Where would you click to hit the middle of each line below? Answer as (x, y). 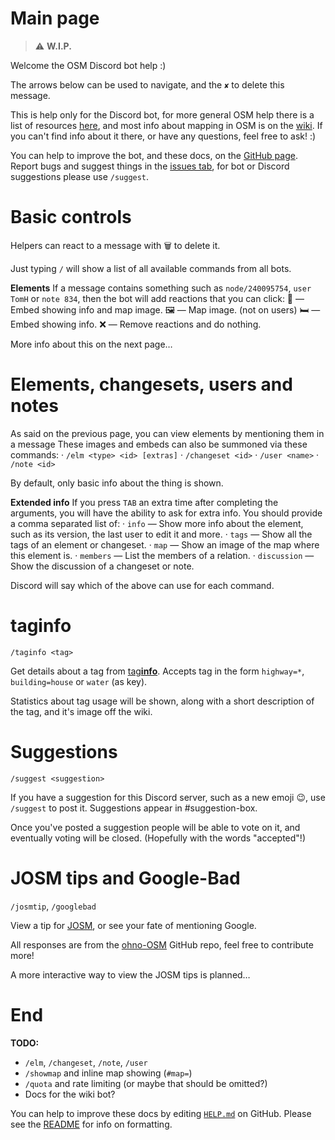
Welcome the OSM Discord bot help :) (88, 65)
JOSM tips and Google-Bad (125, 878)
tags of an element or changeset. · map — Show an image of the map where (165, 544)
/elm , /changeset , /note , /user (86, 1062)
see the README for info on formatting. (91, 1124)
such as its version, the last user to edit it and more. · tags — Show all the (161, 534)
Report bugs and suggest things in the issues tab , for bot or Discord (150, 166)
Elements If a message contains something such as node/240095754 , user (161, 288)
